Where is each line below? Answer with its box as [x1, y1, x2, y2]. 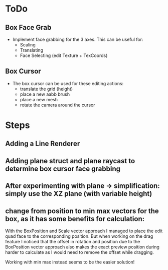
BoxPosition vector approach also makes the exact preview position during [5, 244, 159, 250]
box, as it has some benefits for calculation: [5, 215, 145, 223]
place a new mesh [20, 96, 58, 102]
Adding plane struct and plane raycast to [5, 157, 135, 165]
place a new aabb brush [20, 91, 70, 97]
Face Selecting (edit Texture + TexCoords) [20, 52, 108, 58]
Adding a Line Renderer [5, 140, 80, 148]
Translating [20, 47, 44, 53]
